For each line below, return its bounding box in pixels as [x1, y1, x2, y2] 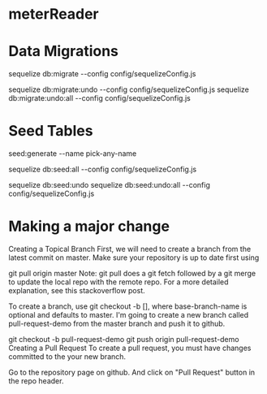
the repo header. [8, 376, 64, 386]
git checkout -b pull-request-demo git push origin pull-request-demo [8, 335, 239, 344]
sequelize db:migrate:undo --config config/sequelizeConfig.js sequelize [8, 84, 249, 94]
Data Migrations [8, 42, 119, 61]
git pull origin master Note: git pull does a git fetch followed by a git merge [8, 269, 256, 278]
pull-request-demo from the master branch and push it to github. [8, 318, 226, 328]
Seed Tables [8, 122, 93, 141]
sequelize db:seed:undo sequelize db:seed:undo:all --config [8, 180, 211, 190]
